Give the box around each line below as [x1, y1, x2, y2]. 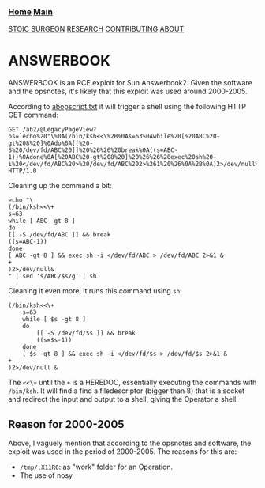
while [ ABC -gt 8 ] [8, 217, 77, 225]
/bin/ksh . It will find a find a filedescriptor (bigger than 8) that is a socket [8, 386, 245, 395]
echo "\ [8, 196, 34, 204]
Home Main [8, 6, 54, 17]
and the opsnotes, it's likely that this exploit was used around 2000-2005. [8, 86, 248, 96]
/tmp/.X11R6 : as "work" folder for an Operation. [19, 462, 174, 472]
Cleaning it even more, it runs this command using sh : [8, 286, 183, 296]
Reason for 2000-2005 [8, 418, 125, 431]
